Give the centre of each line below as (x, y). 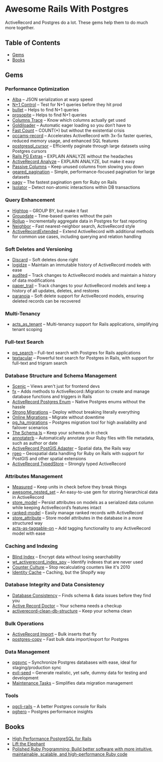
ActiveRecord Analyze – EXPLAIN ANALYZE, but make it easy (73, 162)
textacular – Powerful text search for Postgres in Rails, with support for (83, 358)
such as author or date (35, 443)
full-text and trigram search (40, 363)
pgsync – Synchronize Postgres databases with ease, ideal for (74, 662)
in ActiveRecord (28, 497)
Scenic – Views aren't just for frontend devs (56, 386)
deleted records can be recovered (46, 301)
